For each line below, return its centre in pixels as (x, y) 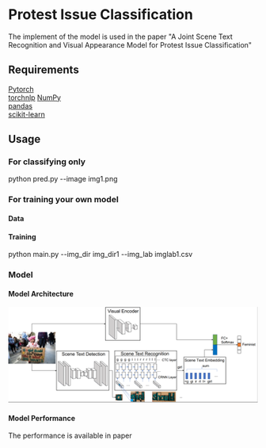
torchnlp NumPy (35, 98)
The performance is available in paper (70, 436)
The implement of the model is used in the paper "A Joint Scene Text (121, 36)
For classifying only (47, 162)
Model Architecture (41, 293)
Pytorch (21, 89)
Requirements (44, 70)
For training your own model (63, 200)
